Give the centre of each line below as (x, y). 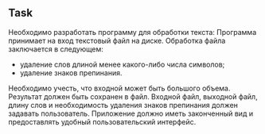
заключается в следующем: (56, 49)
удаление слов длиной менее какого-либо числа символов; (122, 64)
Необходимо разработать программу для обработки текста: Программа (132, 32)
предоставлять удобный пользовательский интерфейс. (102, 121)
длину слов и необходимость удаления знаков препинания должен (123, 105)
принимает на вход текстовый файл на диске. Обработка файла (117, 40)
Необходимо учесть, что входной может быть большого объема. (119, 88)
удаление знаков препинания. (71, 73)
